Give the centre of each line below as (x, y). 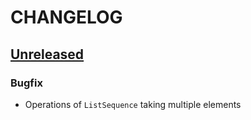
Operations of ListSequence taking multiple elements (133, 104)
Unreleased (47, 54)
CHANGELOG (66, 17)
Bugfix (26, 83)
